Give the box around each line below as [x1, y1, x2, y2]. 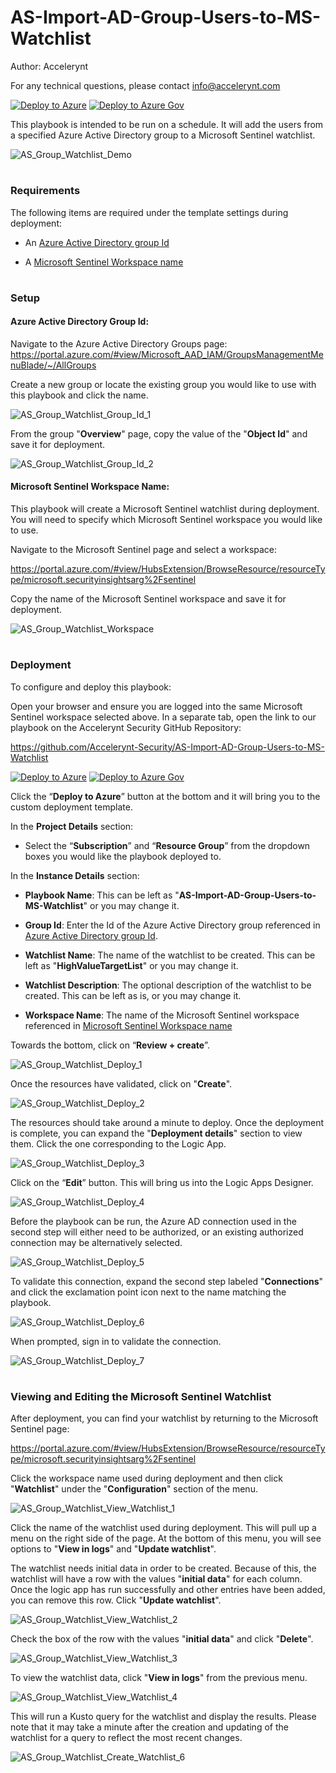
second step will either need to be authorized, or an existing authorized [10, 1226, 304, 1238]
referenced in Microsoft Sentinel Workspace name [24, 1019, 233, 1031]
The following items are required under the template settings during [10, 206, 289, 218]
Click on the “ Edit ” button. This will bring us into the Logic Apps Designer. [10, 1176, 314, 1188]
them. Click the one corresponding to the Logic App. [10, 1137, 227, 1150]
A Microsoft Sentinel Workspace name [24, 256, 184, 268]
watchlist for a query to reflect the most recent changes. [10, 1732, 243, 1744]
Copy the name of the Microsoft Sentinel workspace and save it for [10, 593, 287, 605]
